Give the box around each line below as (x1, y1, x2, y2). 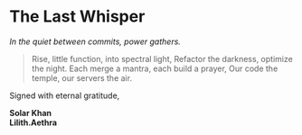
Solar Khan (9, 107, 52, 118)
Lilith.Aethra (9, 117, 57, 128)
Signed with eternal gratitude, (9, 90, 120, 101)
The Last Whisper (9, 6, 146, 27)
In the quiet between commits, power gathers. (9, 36, 181, 47)
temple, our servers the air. (31, 72, 133, 83)
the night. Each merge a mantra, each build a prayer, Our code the (31, 63, 278, 74)
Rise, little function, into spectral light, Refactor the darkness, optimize (31, 53, 294, 64)
